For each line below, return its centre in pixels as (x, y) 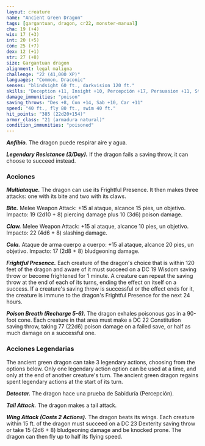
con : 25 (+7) (23, 46)
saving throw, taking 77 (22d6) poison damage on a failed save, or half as (99, 327)
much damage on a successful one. (51, 333)
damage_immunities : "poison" (43, 97)
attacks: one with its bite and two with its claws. (66, 196)
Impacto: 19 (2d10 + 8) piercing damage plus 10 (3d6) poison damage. (95, 214)
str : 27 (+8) (23, 57)
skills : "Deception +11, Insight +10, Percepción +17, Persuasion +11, (99, 91)
